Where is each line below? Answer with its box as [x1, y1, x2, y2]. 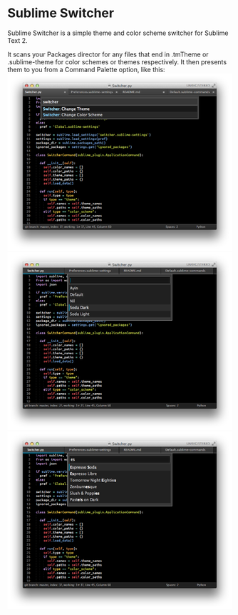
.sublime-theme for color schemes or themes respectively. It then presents [7, 57, 227, 66]
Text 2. [7, 36, 28, 44]
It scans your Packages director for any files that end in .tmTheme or [7, 50, 209, 59]
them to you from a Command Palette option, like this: [7, 65, 165, 74]
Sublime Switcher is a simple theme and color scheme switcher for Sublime [7, 29, 229, 37]
